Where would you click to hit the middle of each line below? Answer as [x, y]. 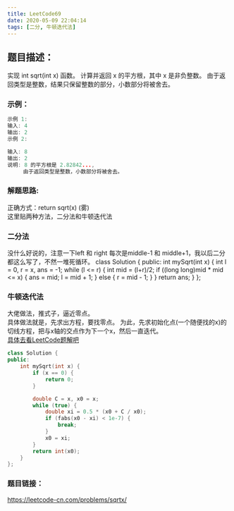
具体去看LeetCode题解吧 [43, 340]
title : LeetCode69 [34, 14]
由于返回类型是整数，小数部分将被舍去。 [73, 171]
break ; [67, 425]
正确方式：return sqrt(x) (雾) [48, 207]
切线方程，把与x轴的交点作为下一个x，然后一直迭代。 [85, 331]
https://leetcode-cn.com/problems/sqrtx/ [67, 499]
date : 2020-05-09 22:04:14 [47, 20]
